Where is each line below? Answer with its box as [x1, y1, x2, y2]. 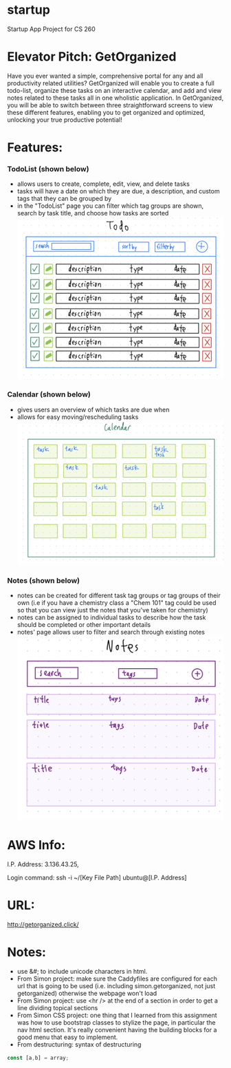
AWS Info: [7, 837, 66, 853]
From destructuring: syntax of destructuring [16, 1040, 142, 1048]
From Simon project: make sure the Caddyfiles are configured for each [16, 974, 218, 983]
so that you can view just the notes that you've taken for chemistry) [16, 606, 208, 615]
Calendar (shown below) [7, 389, 91, 399]
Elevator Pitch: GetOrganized [7, 49, 177, 65]
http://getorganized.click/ [7, 920, 79, 928]
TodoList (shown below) [7, 164, 89, 173]
